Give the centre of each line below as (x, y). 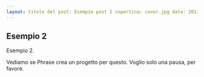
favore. (15, 69)
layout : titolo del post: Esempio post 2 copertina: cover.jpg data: (96, 12)
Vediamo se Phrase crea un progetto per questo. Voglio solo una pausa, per (101, 62)
